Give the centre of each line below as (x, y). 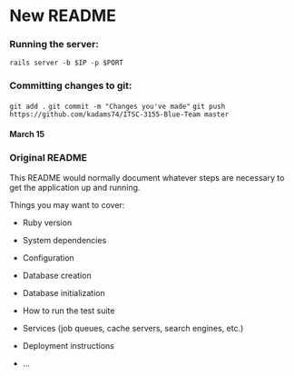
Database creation (57, 275)
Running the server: (54, 45)
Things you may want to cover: (67, 204)
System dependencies (64, 240)
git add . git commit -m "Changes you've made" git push (118, 106)
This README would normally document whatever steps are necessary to (147, 177)
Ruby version (47, 223)
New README (63, 16)
